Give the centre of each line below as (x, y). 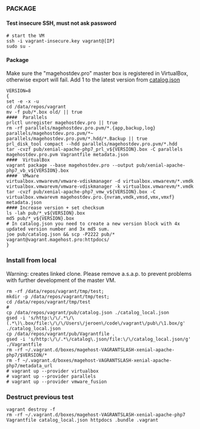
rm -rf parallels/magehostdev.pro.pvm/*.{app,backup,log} (81, 128)
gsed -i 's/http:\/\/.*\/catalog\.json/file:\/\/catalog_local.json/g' (98, 339)
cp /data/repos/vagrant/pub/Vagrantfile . (61, 334)
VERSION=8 (19, 91)
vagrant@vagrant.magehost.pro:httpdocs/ (58, 240)
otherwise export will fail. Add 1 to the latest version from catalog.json (93, 80)
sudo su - (19, 47)
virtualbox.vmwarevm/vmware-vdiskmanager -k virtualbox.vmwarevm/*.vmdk (100, 187)
